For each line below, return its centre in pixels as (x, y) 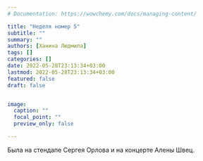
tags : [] (20, 53)
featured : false (31, 79)
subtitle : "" (26, 33)
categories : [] (30, 59)
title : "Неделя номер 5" (44, 26)
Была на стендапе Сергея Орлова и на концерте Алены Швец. (101, 150)
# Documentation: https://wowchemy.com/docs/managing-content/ (102, 14)
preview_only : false (44, 124)
